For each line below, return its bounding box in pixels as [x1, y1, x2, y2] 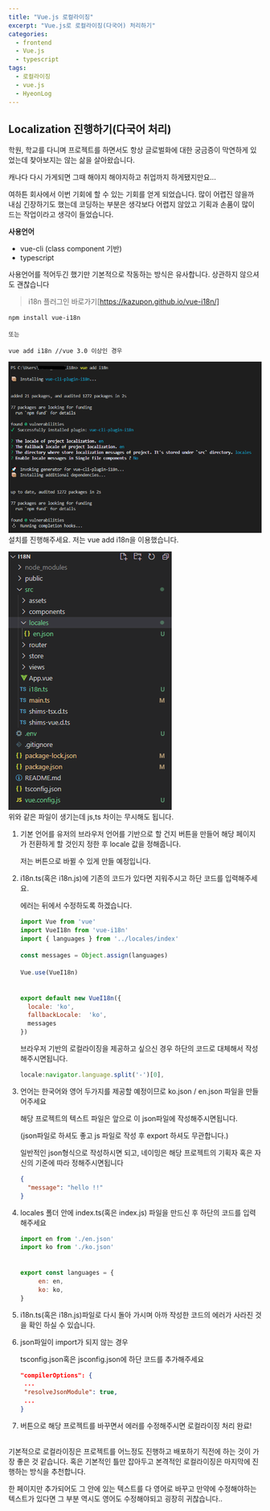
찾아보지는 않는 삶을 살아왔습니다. [29, 156, 135, 165]
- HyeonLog [15, 89, 52, 98]
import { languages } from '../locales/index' [19, 935, 179, 943]
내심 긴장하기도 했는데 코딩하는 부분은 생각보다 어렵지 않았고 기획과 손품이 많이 [8, 200, 256, 210]
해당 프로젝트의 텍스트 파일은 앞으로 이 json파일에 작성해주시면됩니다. [19, 1113, 239, 1123]
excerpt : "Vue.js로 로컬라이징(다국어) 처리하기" [8, 21, 156, 30]
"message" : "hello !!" [27, 1183, 104, 1192]
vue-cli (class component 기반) [19, 244, 122, 254]
